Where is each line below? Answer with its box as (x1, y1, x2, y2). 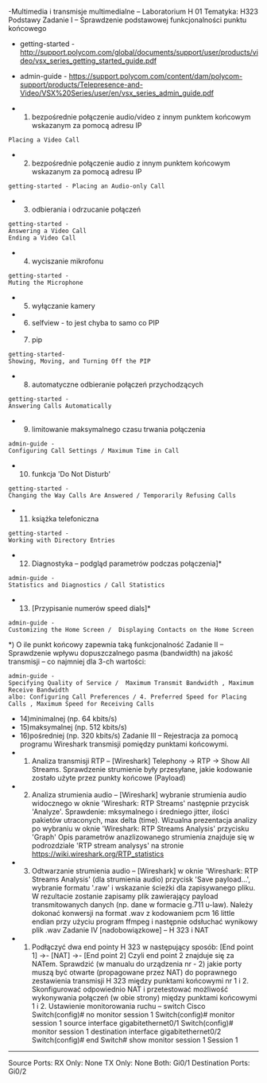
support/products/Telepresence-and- (19, 80, 143, 89)
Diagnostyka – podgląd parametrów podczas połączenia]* (31, 559, 222, 568)
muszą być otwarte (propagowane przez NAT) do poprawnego (31, 968, 238, 977)
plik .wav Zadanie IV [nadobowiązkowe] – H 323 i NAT (31, 925, 209, 934)
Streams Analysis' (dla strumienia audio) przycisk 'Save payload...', (31, 875, 251, 884)
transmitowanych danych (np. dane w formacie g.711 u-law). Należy (31, 900, 253, 910)
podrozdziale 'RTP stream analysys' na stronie (31, 841, 184, 850)
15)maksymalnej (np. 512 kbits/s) (19, 723, 127, 731)
